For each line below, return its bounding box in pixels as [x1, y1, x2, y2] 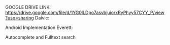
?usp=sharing [5, 15, 34, 20]
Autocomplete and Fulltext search [5, 34, 76, 40]
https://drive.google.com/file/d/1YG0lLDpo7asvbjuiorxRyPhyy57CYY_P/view [5, 9, 165, 15]
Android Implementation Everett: [5, 24, 73, 30]
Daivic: [35, 15, 50, 20]
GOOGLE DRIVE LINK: [5, 4, 51, 10]
